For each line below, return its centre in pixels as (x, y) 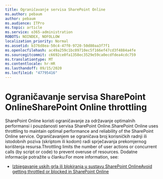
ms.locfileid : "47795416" (31, 73)
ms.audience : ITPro (25, 23)
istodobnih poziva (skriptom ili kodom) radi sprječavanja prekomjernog (76, 141)
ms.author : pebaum (24, 14)
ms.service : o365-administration (39, 32)
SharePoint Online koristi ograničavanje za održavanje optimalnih (70, 121)
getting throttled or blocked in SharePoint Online (60, 171)
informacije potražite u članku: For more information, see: (62, 157)
